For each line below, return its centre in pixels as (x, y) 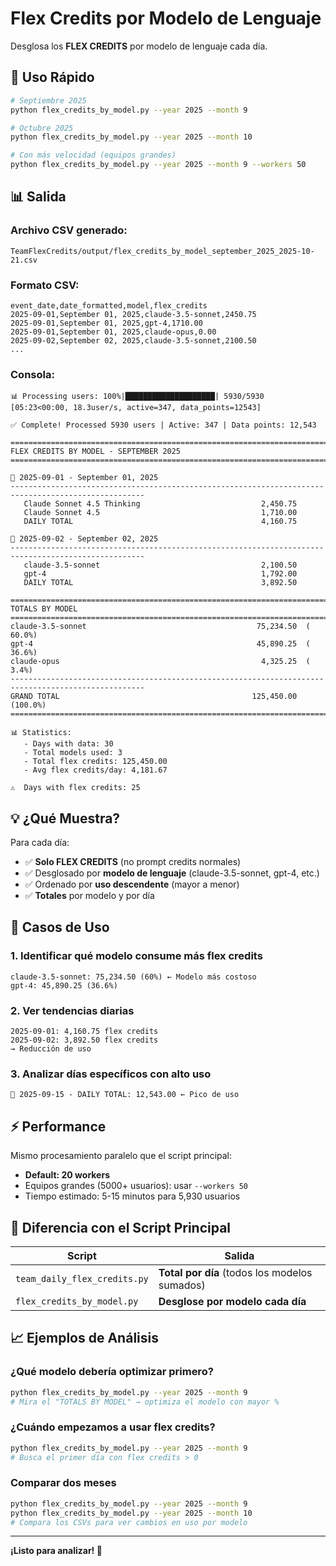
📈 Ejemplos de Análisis (84, 1338)
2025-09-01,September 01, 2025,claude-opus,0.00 (113, 332)
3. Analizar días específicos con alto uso (111, 1074)
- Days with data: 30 (68, 744)
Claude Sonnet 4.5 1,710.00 (160, 513)
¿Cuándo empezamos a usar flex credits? (113, 1427)
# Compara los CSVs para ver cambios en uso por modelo (129, 1522)
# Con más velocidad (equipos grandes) (93, 155)
